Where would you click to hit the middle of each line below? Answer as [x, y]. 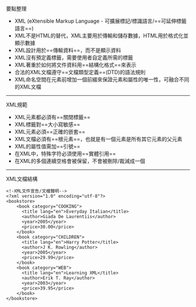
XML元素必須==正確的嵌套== [50, 132]
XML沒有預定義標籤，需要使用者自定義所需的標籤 [73, 58]
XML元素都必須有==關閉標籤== [52, 117]
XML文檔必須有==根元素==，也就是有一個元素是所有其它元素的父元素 [98, 139]
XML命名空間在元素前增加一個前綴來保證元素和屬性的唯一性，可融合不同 [102, 80]
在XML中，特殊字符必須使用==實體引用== [65, 153]
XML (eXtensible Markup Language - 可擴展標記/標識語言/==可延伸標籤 [100, 21]
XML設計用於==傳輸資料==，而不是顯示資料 [68, 50]
